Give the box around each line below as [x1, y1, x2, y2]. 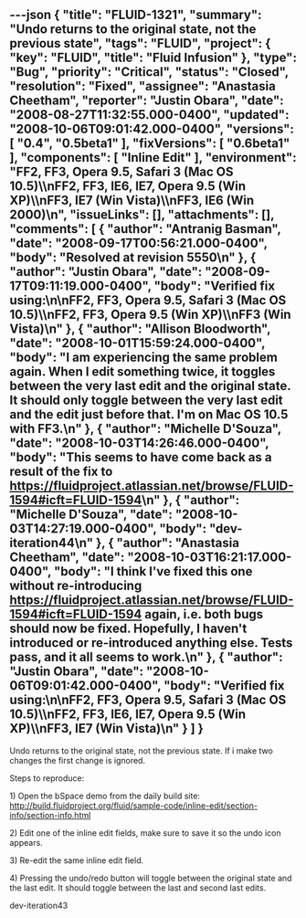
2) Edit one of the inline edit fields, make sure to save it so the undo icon [9, 827, 281, 839]
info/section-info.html [9, 809, 91, 820]
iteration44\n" [9, 535, 94, 551]
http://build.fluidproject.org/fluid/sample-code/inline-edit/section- [9, 799, 259, 811]
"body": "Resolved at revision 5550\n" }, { [9, 250, 257, 266]
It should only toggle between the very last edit [9, 393, 283, 408]
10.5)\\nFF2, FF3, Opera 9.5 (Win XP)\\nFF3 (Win [9, 307, 291, 322]
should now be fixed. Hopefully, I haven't [9, 621, 248, 637]
